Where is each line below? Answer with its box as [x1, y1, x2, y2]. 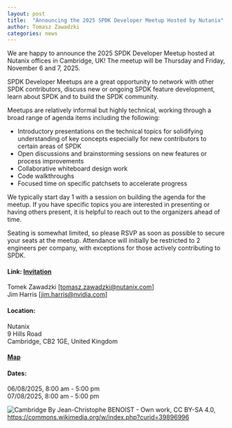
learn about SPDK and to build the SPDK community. [7, 93, 159, 101]
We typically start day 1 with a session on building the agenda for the [7, 193, 206, 201]
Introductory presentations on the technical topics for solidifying [17, 127, 203, 135]
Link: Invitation [7, 267, 52, 276]
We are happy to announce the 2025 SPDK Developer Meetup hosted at [7, 49, 215, 58]
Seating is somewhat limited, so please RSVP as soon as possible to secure [7, 229, 225, 237]
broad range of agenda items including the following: [7, 114, 160, 122]
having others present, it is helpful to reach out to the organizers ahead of [7, 208, 221, 216]
